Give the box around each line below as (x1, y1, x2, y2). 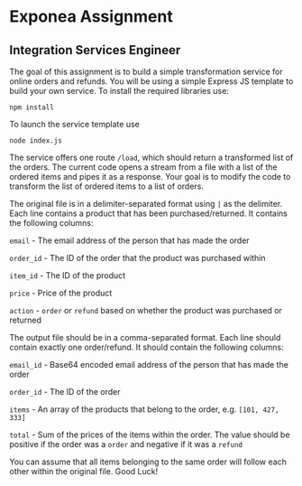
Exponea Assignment (9, 6, 173, 27)
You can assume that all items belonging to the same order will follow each (9, 456, 287, 467)
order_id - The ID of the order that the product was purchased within (9, 253, 266, 263)
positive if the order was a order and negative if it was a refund (9, 439, 243, 449)
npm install (9, 103, 54, 112)
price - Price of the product (9, 287, 113, 298)
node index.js (9, 136, 63, 145)
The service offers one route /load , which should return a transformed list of (9, 152, 294, 163)
